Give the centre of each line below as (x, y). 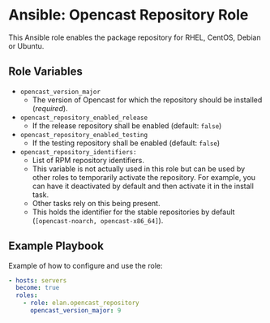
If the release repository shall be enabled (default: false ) (127, 125)
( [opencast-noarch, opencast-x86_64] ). (98, 220)
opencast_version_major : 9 (75, 311)
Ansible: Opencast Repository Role (129, 15)
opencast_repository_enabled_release (84, 118)
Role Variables (45, 72)
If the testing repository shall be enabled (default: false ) (126, 143)
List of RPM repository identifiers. (88, 160)
